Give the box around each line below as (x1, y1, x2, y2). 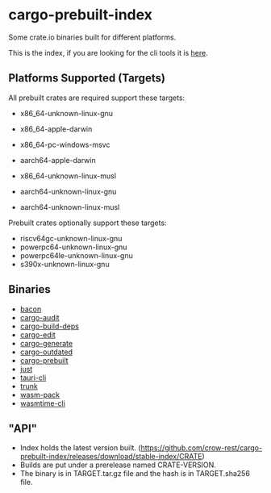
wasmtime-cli (19, 398, 66, 408)
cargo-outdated (19, 347, 73, 357)
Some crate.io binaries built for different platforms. (8, 32, 177, 42)
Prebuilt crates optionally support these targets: (8, 218, 167, 228)
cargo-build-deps (19, 321, 79, 331)
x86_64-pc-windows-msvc (19, 140, 110, 149)
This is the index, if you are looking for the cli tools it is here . (8, 48, 208, 57)
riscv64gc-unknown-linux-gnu (19, 233, 123, 243)
